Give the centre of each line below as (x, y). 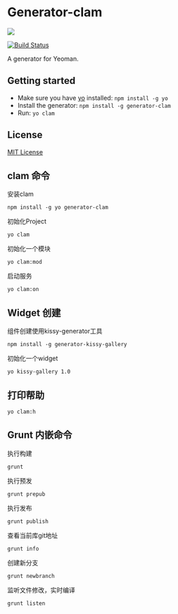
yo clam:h (22, 412)
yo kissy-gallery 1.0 (39, 372)
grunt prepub (26, 494)
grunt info (23, 548)
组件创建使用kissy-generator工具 (55, 331)
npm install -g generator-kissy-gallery (68, 345)
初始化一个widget (33, 358)
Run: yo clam (36, 113)
